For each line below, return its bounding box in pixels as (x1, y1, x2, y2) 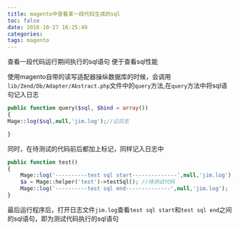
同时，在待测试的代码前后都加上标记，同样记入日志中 (7, 144, 164, 153)
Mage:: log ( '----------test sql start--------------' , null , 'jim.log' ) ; (20, 172, 235, 179)
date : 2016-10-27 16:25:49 (7, 23, 88, 31)
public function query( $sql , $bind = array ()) (7, 105, 149, 112)
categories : (7, 30, 43, 38)
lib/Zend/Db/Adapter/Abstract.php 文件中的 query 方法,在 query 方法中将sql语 (7, 81, 228, 90)
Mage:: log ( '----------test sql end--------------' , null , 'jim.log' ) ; (20, 185, 229, 192)
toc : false (7, 17, 40, 24)
